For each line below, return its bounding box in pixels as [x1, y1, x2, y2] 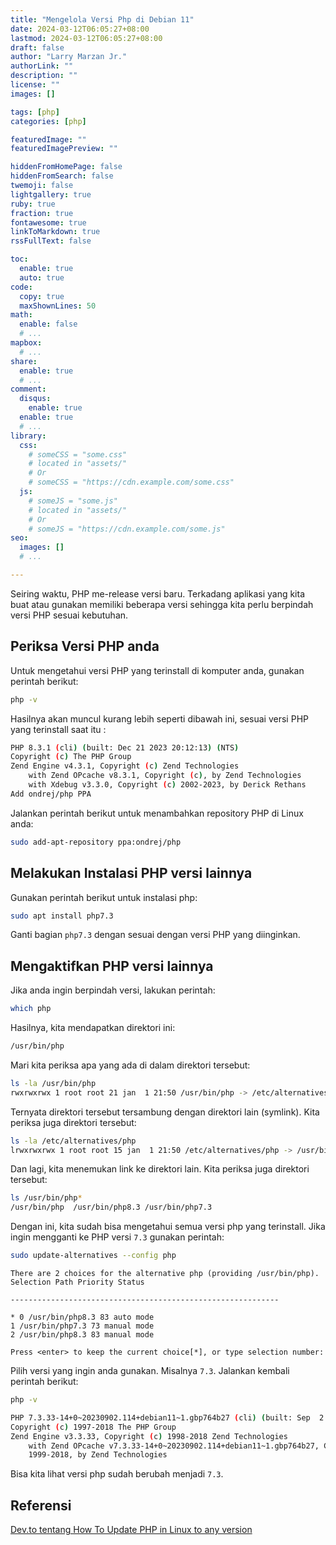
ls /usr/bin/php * [10, 1193, 83, 1203]
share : [10, 356, 38, 366]
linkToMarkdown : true [10, 227, 101, 237]
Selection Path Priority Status [10, 1277, 145, 1288]
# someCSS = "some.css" [28, 449, 128, 460]
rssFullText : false [10, 236, 92, 246]
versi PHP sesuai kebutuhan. [10, 609, 129, 621]
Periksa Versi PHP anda [10, 638, 160, 655]
